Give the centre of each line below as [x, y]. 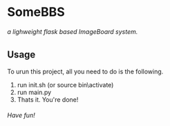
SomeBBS [36, 12]
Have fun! [21, 116]
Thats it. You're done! [48, 99]
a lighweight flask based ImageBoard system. [73, 31]
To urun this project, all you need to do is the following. [85, 71]
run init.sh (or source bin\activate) [65, 84]
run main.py [34, 92]
